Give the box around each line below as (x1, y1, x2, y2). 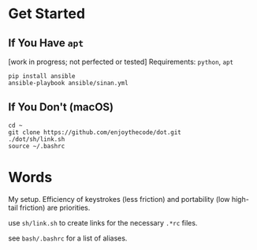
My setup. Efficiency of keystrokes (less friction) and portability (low (8, 194, 230, 203)
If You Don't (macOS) (8, 100, 114, 114)
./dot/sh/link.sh (8, 135, 65, 143)
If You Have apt (8, 36, 84, 50)
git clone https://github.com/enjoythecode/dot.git (8, 128, 181, 136)
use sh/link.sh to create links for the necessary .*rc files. (8, 218, 198, 227)
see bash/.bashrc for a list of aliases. (8, 233, 128, 243)
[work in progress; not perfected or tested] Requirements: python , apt (8, 57, 234, 66)
